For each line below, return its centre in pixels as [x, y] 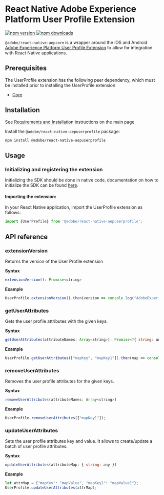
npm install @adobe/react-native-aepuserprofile [55, 140]
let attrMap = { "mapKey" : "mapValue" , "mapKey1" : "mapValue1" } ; [72, 483]
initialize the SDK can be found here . [42, 185]
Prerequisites [26, 68]
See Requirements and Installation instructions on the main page [70, 122]
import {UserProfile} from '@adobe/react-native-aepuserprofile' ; [74, 222]
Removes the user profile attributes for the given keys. [60, 381]
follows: [13, 213]
